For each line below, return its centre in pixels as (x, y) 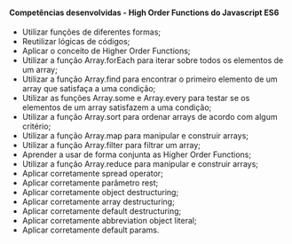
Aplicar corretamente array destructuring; (98, 202)
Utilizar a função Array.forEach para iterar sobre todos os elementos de (153, 60)
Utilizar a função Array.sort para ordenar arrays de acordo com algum (150, 117)
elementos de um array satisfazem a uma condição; (117, 107)
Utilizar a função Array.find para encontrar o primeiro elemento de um (150, 79)
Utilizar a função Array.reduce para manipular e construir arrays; (140, 164)
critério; (36, 126)
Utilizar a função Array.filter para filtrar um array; (111, 146)
